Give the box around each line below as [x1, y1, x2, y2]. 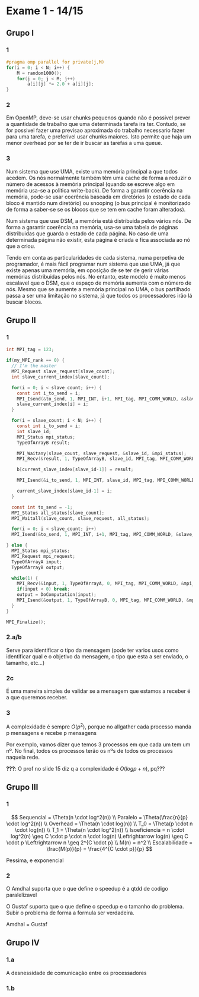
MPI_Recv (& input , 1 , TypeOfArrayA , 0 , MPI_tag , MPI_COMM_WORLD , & [17, 580, 184, 586]
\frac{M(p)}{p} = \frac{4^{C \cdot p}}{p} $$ [46, 845, 153, 852]
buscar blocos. [6, 298, 43, 305]
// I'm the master [11, 363, 57, 369]
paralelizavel [6, 891, 37, 898]
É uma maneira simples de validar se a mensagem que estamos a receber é [6, 687, 191, 695]
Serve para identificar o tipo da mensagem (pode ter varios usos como [6, 646, 179, 654]
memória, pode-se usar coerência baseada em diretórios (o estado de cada [6, 193, 191, 200]
